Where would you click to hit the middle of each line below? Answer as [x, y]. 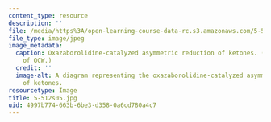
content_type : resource [48, 16]
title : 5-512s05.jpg [43, 98]
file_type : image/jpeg [46, 38]
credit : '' [34, 68]
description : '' [35, 23]
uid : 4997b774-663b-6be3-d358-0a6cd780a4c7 [83, 105]
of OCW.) [38, 61]
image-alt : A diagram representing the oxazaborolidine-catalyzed [129, 75]
